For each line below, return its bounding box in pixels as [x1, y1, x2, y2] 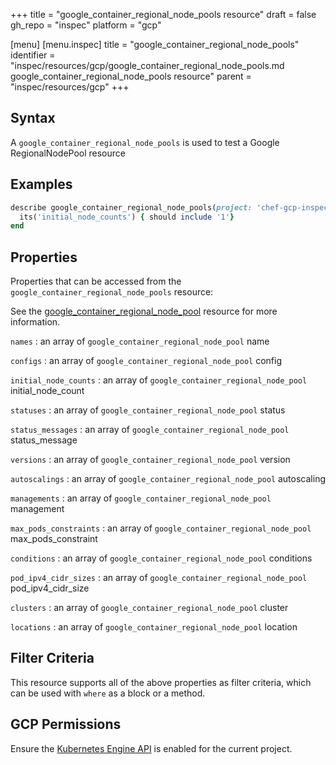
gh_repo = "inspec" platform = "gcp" [10, 19, 162, 31]
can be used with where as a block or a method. [10, 687, 206, 699]
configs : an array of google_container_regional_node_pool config [10, 355, 283, 367]
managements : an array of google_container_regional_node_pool [10, 492, 272, 504]
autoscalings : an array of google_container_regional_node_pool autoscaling [10, 473, 326, 485]
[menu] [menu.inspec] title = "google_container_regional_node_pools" [10, 39, 300, 50]
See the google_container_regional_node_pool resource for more [10, 305, 278, 318]
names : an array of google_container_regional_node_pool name [10, 335, 270, 348]
